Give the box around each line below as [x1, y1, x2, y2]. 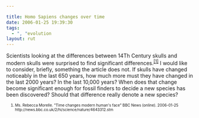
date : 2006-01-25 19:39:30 [6, 19, 73, 25]
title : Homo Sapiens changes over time [6, 14, 105, 20]
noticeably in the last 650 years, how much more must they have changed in [6, 72, 193, 79]
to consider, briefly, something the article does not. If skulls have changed [6, 66, 188, 73]
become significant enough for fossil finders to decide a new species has [6, 84, 186, 92]
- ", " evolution [11, 30, 52, 36]
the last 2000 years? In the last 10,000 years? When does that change [6, 78, 177, 85]
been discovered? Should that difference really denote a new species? [6, 91, 178, 98]
